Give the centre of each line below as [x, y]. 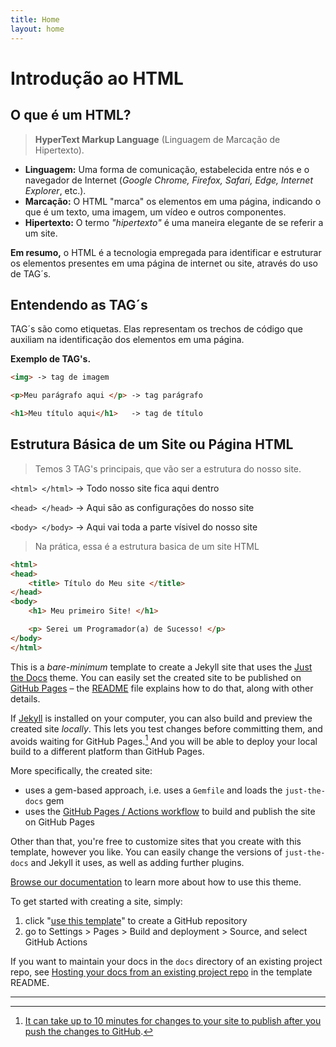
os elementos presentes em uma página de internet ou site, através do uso [164, 263]
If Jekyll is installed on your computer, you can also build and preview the [161, 718]
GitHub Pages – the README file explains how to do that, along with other [162, 688]
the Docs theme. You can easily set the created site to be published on [156, 677]
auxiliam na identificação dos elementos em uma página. [127, 340]
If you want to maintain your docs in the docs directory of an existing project [166, 962]
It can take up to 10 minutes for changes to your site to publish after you [173, 1021]
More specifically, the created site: [81, 771]
